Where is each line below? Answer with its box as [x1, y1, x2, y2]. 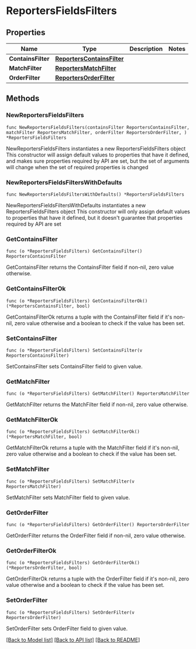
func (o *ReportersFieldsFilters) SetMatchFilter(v [6, 479, 135, 484]
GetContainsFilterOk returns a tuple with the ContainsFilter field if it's [6, 313, 173, 320]
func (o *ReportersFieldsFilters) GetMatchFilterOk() [6, 429, 140, 435]
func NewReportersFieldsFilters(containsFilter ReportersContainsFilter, [6, 124, 190, 130]
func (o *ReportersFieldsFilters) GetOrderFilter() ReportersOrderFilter [6, 522, 190, 528]
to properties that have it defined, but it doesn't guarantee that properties [6, 214, 183, 221]
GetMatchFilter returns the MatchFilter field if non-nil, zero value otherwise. [6, 401, 188, 408]
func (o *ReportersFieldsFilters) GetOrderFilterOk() [6, 560, 140, 566]
